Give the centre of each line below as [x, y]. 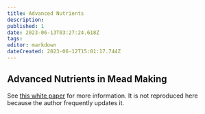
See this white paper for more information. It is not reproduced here [102, 96]
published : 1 [26, 26]
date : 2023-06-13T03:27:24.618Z [53, 32]
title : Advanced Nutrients [46, 13]
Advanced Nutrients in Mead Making [87, 79]
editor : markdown [32, 45]
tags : [15, 39]
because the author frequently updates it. [66, 102]
